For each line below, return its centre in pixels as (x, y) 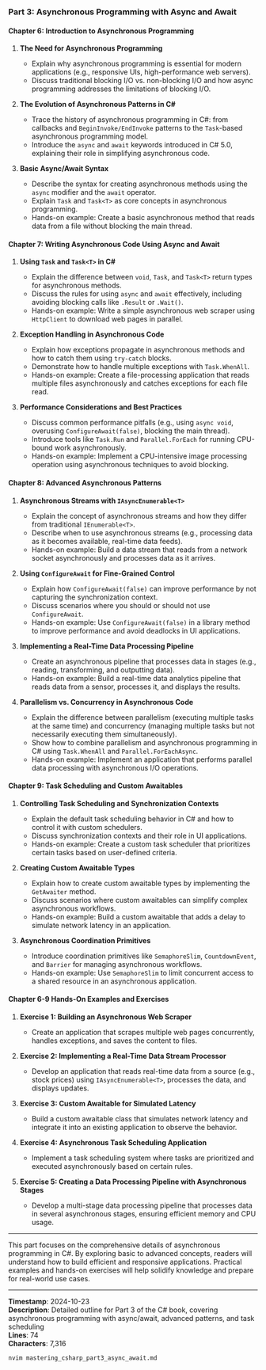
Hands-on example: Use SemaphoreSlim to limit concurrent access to (142, 972)
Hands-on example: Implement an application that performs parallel (142, 759)
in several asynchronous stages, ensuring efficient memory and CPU (144, 1213)
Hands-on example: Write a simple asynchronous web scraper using (143, 310)
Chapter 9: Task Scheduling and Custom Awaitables (96, 786)
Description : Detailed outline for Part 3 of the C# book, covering (113, 1310)
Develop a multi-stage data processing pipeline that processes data (142, 1205)
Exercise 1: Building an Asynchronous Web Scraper (106, 1017)
